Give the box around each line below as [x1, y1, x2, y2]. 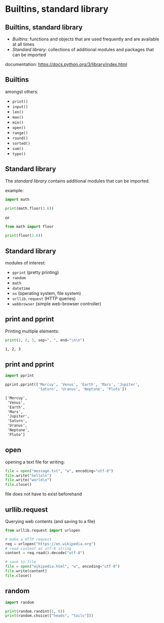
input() [12, 104, 28, 109]
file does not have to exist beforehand [5, 491, 82, 497]
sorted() [12, 141, 31, 146]
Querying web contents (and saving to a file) [5, 518, 96, 524]
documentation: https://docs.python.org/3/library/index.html [5, 62, 128, 67]
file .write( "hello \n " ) [5, 473, 52, 478]
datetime [12, 286, 31, 291]
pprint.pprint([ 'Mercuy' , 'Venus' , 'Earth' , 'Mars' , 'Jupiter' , [5, 382, 140, 387]
